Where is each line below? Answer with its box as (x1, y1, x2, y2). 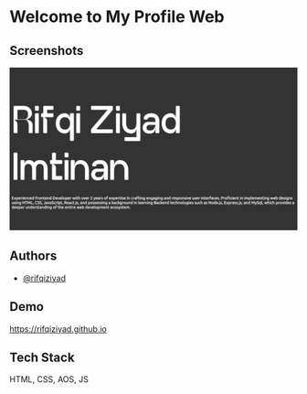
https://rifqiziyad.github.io (9, 323, 107, 335)
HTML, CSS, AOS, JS (9, 374, 89, 385)
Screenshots (9, 43, 84, 59)
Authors (9, 249, 58, 264)
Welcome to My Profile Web (9, 6, 225, 27)
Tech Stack (9, 349, 75, 365)
